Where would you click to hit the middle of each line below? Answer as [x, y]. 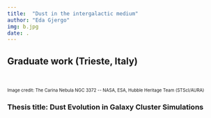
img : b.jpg [23, 26]
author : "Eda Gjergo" [39, 20]
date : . [18, 33]
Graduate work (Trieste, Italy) [72, 61]
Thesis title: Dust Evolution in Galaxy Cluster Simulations [105, 107]
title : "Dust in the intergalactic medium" [73, 14]
